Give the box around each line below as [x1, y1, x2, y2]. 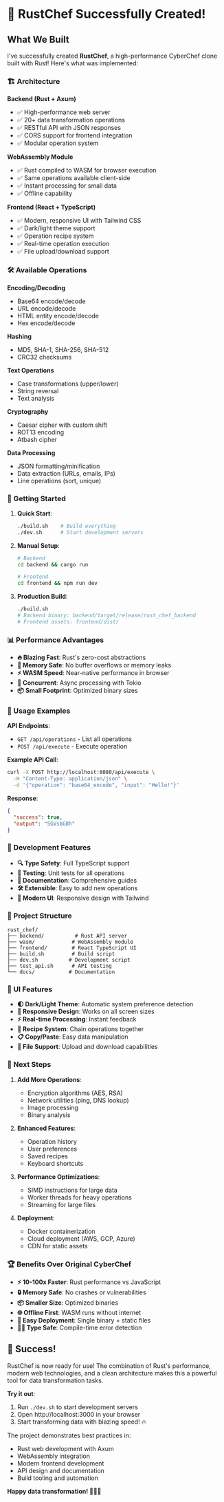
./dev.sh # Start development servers [16, 529, 144, 535]
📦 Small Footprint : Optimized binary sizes [16, 687, 139, 695]
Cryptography [7, 407, 49, 415]
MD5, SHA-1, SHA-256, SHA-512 [16, 345, 109, 353]
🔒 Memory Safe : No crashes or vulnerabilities [16, 1288, 146, 1296]
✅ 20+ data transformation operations [16, 116, 126, 124]
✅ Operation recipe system [16, 232, 94, 240]
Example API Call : [7, 755, 58, 764]
